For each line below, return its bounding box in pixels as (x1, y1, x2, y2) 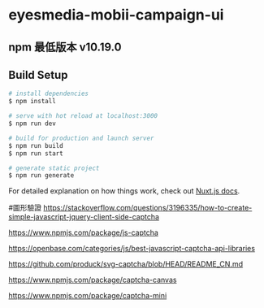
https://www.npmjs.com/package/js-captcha (8, 228, 158, 237)
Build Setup (8, 67, 68, 82)
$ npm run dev (8, 119, 57, 128)
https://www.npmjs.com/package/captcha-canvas (8, 275, 177, 285)
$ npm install (8, 98, 57, 106)
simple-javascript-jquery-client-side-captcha (8, 212, 160, 222)
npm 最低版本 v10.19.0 (8, 40, 122, 54)
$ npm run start (8, 149, 63, 158)
